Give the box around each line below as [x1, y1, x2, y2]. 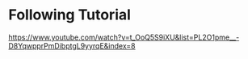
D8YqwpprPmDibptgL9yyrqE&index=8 [8, 40, 136, 50]
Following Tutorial [8, 6, 132, 24]
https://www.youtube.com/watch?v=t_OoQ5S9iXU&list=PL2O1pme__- [8, 32, 240, 42]
